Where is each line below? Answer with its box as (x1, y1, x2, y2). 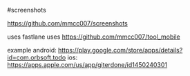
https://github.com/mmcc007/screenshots (7, 19, 128, 27)
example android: (7, 46, 57, 54)
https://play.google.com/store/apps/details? (57, 46, 183, 54)
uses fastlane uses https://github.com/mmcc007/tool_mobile (7, 32, 181, 41)
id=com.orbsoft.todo (7, 53, 66, 61)
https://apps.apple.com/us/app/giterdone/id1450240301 (7, 61, 168, 68)
